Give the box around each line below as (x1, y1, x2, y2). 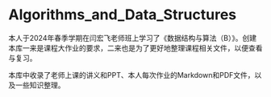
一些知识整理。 (15, 80, 65, 90)
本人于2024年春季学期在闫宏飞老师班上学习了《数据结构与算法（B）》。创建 (8, 33, 256, 42)
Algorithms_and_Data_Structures (8, 6, 237, 24)
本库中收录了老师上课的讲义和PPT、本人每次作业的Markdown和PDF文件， (8, 70, 256, 79)
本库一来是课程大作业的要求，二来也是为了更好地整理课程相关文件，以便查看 (8, 42, 263, 53)
